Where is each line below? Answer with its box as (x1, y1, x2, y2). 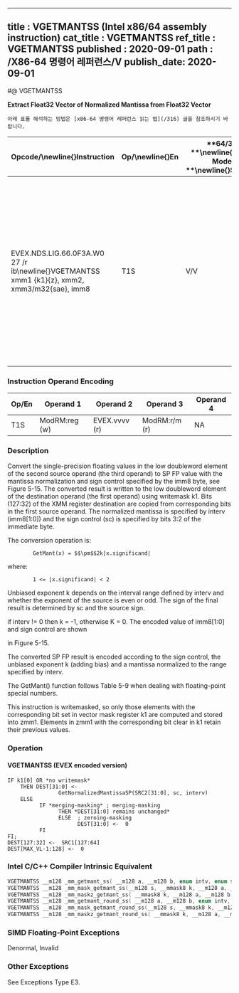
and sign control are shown (7, 625, 87, 634)
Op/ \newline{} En (121, 152, 179, 161)
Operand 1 (44, 399, 82, 409)
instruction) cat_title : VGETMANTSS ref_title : (7, 32, 216, 44)
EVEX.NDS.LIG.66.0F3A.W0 (11, 248, 105, 258)
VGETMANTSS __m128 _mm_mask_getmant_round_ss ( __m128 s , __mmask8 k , (7, 904, 215, 911)
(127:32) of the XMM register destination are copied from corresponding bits (7, 499, 231, 509)
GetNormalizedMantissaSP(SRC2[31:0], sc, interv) (58, 789, 208, 797)
